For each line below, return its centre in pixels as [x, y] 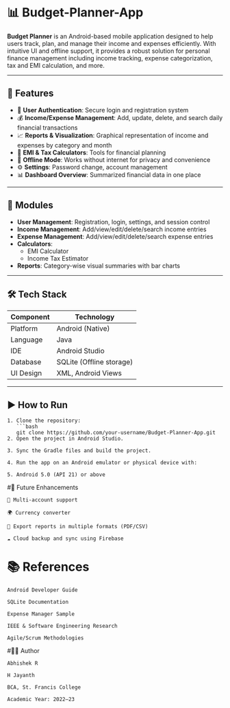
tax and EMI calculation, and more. [56, 65]
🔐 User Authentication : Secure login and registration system [103, 110]
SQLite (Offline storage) [95, 362]
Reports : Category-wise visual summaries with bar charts [98, 265]
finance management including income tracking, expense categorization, [110, 58]
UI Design [26, 373]
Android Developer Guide [42, 590]
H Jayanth [21, 676]
